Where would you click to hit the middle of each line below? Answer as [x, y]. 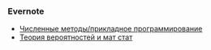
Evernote [26, 11]
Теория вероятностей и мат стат [76, 37]
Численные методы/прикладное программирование [111, 29]
